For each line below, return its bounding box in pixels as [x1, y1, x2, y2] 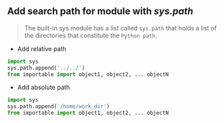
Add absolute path [17, 83, 71, 92]
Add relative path [17, 44, 67, 53]
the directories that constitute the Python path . [24, 31, 157, 39]
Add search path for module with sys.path [7, 6, 193, 17]
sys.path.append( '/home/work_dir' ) [7, 103, 110, 110]
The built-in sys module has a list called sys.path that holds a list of [24, 23, 217, 32]
